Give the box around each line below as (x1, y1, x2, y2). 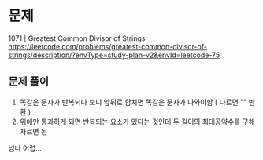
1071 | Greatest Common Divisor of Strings (8, 33, 146, 43)
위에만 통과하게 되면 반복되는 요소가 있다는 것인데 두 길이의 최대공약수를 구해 (19, 117, 256, 126)
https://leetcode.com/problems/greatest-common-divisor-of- (8, 42, 207, 51)
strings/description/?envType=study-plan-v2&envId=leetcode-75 (8, 50, 220, 60)
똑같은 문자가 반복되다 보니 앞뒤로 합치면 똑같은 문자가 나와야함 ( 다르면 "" (19, 97, 247, 107)
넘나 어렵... (8, 143, 42, 153)
